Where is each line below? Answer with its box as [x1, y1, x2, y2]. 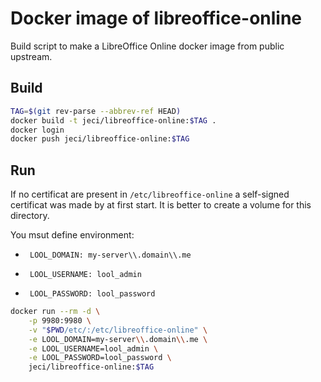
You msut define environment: [10, 229, 135, 241]
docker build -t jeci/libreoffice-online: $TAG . [10, 115, 217, 126]
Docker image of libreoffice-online [10, 7, 303, 30]
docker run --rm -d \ [10, 307, 101, 317]
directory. [10, 210, 50, 222]
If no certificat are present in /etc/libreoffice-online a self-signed [10, 188, 290, 201]
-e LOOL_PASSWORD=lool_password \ [28, 353, 172, 363]
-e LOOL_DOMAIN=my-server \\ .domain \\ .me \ [28, 334, 208, 344]
